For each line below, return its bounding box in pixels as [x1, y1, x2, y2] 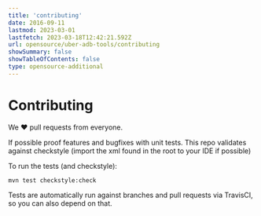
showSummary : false [8, 48, 72, 56]
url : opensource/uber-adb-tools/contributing [8, 41, 160, 49]
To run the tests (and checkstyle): [8, 161, 118, 170]
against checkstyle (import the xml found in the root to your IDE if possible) [8, 146, 252, 156]
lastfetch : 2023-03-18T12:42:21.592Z [8, 33, 132, 42]
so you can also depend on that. [8, 198, 112, 208]
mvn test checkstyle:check [8, 176, 97, 185]
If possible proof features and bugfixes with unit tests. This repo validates [8, 137, 247, 147]
